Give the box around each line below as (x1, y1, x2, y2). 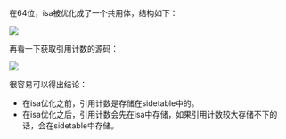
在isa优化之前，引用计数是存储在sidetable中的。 (21, 98, 200, 109)
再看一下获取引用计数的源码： (9, 44, 118, 53)
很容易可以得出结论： (9, 79, 87, 89)
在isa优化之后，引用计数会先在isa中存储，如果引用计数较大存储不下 (21, 110, 270, 119)
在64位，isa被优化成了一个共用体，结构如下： (9, 8, 178, 18)
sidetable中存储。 (53, 120, 118, 131)
